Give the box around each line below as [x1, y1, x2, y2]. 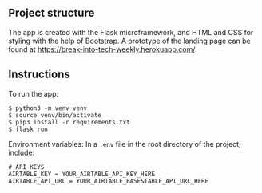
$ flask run [8, 125, 48, 133]
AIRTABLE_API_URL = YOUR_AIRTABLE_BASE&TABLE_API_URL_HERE [8, 177, 209, 185]
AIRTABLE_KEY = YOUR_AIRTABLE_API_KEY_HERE [8, 170, 156, 178]
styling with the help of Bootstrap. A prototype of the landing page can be [8, 36, 252, 45]
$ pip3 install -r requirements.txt [8, 118, 130, 126]
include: [8, 148, 35, 157]
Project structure [8, 6, 95, 20]
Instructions [8, 68, 70, 81]
